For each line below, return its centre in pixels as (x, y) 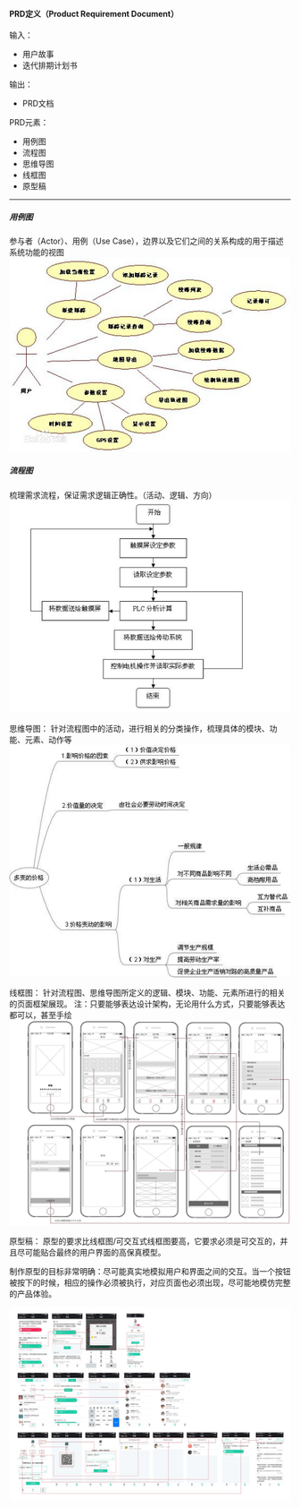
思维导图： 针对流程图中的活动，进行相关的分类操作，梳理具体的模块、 (139, 728)
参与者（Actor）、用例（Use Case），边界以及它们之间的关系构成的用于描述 (146, 241)
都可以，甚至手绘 (41, 1015)
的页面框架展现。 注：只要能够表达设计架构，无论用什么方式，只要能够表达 (147, 1004)
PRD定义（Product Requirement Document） (94, 13)
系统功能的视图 (37, 253)
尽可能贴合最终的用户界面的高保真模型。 (91, 1253)
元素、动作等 (48, 740)
